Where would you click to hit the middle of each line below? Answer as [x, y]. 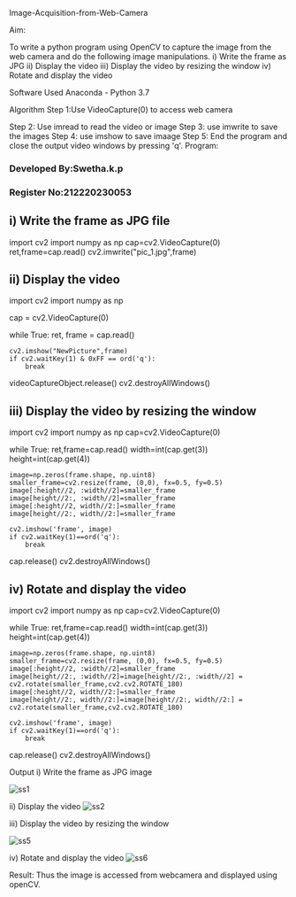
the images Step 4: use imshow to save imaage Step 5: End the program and [148, 136]
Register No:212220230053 [71, 192]
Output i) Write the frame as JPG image [81, 772]
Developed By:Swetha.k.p [66, 168]
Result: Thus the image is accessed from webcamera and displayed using [144, 875]
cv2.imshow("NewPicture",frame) [68, 352]
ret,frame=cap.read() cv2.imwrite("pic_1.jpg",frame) [103, 251]
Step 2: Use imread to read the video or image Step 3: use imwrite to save [144, 127]
